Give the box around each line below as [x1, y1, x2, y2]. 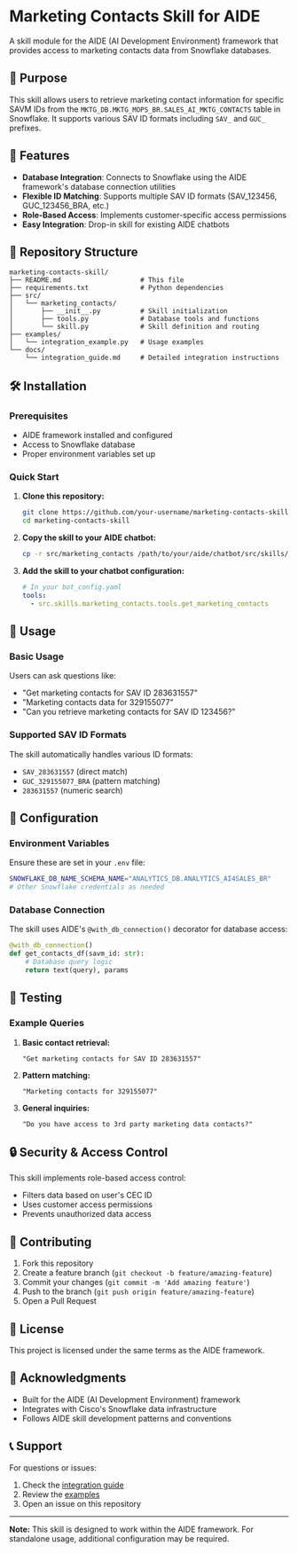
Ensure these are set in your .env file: [9, 858, 145, 868]
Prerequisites [9, 410, 68, 422]
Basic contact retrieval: [21, 1037, 111, 1047]
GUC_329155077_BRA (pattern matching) [21, 775, 161, 786]
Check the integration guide [21, 1479, 124, 1490]
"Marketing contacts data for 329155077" [21, 697, 175, 708]
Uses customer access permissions [21, 1199, 153, 1210]
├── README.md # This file [9, 276, 184, 285]
